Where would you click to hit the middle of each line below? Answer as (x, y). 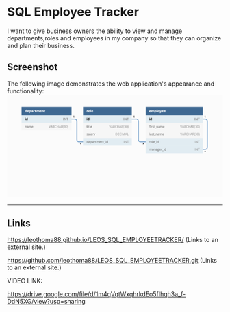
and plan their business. (41, 45)
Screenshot (33, 67)
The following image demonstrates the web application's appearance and (111, 84)
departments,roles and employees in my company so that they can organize (114, 38)
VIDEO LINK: (25, 280)
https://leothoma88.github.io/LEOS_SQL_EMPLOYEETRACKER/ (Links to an (113, 239)
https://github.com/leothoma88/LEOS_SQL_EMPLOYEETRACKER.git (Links (112, 260)
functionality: (26, 91)
